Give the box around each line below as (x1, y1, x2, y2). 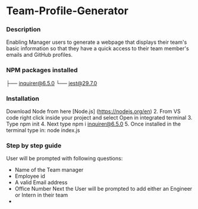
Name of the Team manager (14, 166, 84, 173)
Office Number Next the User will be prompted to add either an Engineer (14, 185, 193, 192)
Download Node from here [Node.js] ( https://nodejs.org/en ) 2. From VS (6, 108, 181, 115)
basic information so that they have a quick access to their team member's (6, 45, 189, 52)
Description (6, 25, 41, 34)
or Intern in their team (14, 191, 68, 199)
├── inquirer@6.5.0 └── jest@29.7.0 (6, 79, 98, 86)
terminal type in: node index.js (6, 127, 80, 134)
